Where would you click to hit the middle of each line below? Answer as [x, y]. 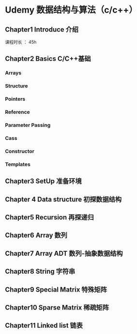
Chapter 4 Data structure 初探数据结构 [63, 199]
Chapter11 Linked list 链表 [44, 325]
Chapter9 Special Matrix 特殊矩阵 [56, 290]
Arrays [13, 73]
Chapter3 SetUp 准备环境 [43, 181]
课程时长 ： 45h [21, 42]
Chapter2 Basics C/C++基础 [48, 59]
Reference [17, 112]
